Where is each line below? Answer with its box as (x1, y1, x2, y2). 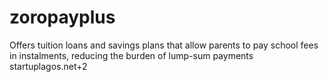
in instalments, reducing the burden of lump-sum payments (9, 49, 254, 61)
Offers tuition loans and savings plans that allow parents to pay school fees (9, 39, 319, 51)
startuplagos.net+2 (9, 60, 88, 72)
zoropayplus (9, 6, 116, 29)
